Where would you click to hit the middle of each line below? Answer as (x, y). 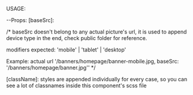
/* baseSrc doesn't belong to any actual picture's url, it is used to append (96, 32)
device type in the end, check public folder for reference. (77, 38)
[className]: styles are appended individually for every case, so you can (97, 79)
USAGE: (16, 9)
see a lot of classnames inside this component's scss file (76, 85)
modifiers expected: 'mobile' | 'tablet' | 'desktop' (66, 50)
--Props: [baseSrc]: (30, 20)
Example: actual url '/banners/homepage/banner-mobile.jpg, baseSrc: (93, 61)
